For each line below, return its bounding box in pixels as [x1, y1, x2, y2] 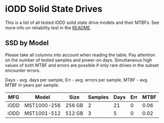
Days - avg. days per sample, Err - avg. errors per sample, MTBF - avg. [5, 77, 148, 82]
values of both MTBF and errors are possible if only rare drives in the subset [5, 62, 159, 68]
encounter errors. [5, 67, 41, 73]
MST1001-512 [24, 110, 61, 117]
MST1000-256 [24, 102, 61, 108]
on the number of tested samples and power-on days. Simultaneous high [5, 57, 152, 63]
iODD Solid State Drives [5, 3, 103, 15]
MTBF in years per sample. [5, 82, 60, 88]
